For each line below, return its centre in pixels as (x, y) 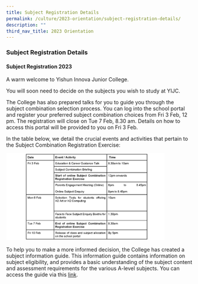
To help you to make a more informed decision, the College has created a (95, 250)
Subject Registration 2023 (39, 66)
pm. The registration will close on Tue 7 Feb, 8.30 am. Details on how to (93, 121)
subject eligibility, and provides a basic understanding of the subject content (99, 262)
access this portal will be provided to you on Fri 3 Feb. (72, 127)
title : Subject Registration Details (53, 12)
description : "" (26, 25)
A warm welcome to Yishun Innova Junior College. (67, 80)
